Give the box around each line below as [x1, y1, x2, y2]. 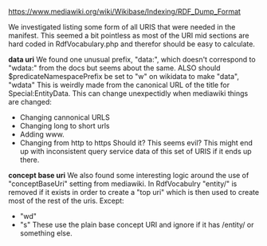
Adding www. [19, 129, 65, 139]
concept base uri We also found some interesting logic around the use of [8, 171, 249, 180]
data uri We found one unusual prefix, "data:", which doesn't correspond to [8, 55, 257, 64]
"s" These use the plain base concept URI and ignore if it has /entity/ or [19, 220, 254, 229]
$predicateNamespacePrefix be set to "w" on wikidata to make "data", [8, 72, 239, 81]
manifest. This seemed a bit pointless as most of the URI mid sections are [8, 31, 249, 40]
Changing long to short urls [19, 121, 110, 130]
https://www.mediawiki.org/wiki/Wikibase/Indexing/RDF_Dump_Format [8, 7, 241, 16]
